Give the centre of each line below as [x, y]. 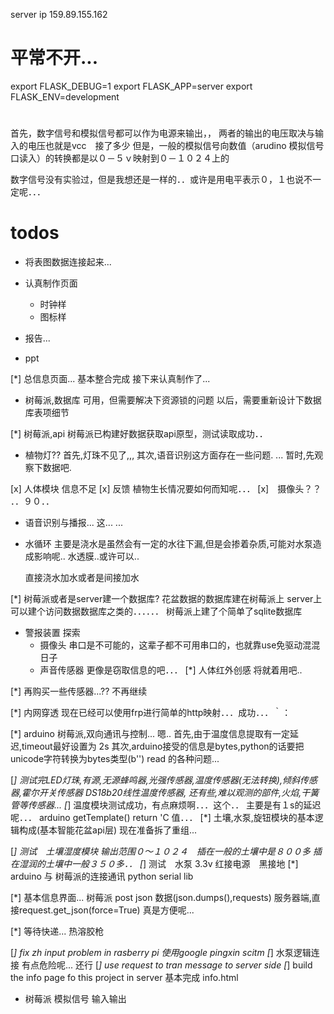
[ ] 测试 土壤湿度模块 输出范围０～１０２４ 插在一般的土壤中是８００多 [161, 851]
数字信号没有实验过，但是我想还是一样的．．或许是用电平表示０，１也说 [157, 180]
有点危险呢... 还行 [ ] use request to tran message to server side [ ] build [167, 965]
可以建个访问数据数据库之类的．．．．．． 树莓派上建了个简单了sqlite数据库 [156, 611]
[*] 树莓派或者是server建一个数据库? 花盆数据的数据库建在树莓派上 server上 [166, 599]
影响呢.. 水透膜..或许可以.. [86, 556]
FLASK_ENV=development [65, 96]
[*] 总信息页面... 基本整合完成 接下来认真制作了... [110, 379]
